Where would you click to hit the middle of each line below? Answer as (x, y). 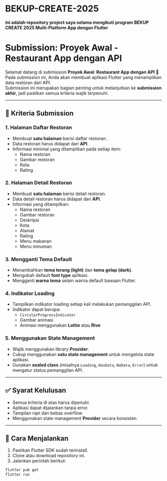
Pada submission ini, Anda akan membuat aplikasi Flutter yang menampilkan (83, 77)
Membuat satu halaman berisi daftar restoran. (60, 138)
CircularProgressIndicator (48, 315)
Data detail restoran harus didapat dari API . (57, 199)
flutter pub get (22, 470)
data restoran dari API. (28, 82)
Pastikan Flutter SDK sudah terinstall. (50, 450)
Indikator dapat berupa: (36, 309)
